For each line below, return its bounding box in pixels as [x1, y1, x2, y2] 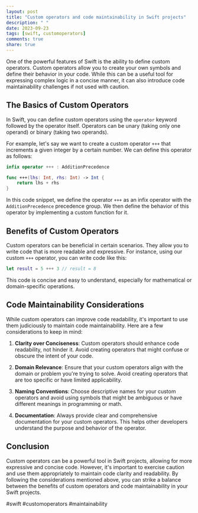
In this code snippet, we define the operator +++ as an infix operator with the [6, 196, 192, 204]
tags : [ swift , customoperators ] [6, 31, 86, 37]
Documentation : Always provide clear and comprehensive [14, 412, 158, 419]
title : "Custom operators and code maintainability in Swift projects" [6, 14, 186, 20]
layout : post [6, 8, 38, 15]
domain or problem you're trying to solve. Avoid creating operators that [14, 370, 188, 377]
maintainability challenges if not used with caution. [6, 83, 130, 90]
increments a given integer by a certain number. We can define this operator [6, 146, 192, 153]
